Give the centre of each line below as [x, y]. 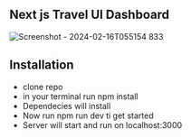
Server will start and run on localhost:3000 [102, 124]
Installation [42, 65]
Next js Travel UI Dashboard [90, 15]
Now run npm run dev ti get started [88, 115]
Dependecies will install [67, 106]
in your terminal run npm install [80, 96]
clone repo [43, 87]
